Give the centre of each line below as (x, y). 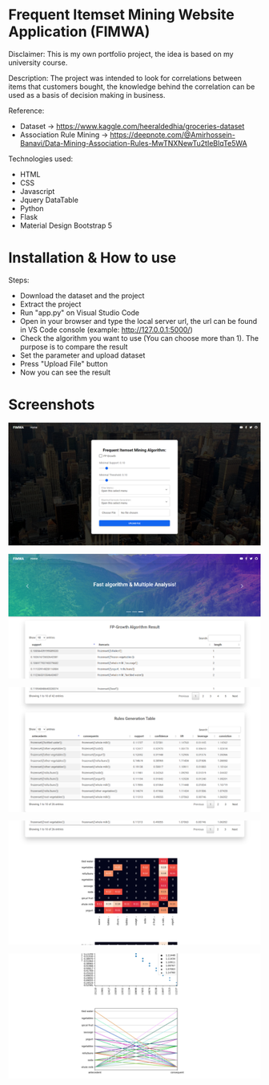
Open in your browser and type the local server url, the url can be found (139, 321)
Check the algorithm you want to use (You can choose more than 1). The (139, 338)
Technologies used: (41, 159)
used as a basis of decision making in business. (87, 95)
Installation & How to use (92, 258)
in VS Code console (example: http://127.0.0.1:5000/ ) (106, 330)
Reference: (26, 111)
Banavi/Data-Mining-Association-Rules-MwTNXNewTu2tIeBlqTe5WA (133, 143)
